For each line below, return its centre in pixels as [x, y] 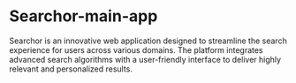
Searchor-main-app [83, 16]
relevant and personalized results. [71, 69]
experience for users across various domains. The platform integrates [136, 49]
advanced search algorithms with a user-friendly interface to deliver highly [145, 59]
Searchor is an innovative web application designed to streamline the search [148, 41]
